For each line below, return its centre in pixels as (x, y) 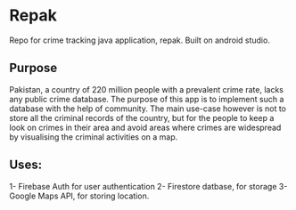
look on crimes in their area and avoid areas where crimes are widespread (145, 127)
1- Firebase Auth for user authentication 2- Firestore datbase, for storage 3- (148, 186)
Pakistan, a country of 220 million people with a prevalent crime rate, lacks (146, 89)
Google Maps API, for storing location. (79, 196)
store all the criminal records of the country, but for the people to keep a (142, 117)
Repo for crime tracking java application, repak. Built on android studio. (140, 40)
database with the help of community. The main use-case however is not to (148, 109)
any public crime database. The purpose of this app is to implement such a (147, 99)
